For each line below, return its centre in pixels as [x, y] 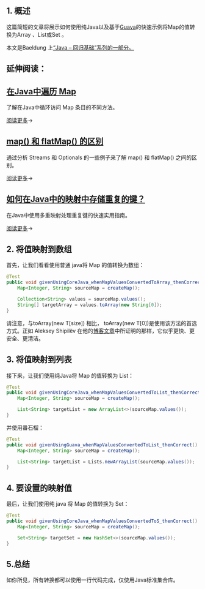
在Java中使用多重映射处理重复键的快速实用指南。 [69, 215]
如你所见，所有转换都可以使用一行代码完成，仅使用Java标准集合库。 [92, 580]
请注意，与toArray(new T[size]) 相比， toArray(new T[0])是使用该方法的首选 [102, 323]
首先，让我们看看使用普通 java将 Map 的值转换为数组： [75, 265]
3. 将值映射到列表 [39, 360]
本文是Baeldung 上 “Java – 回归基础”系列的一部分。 [70, 47]
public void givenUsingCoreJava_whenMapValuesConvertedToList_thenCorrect [103, 393]
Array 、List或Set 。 [42, 34]
